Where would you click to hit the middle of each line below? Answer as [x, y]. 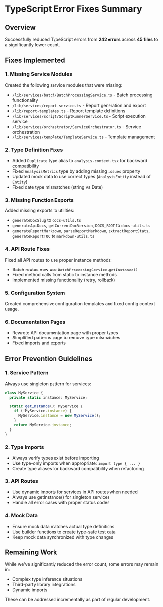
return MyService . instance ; [43, 425]
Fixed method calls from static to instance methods [65, 274]
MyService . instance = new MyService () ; [59, 416]
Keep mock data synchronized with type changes [63, 537]
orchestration [26, 132]
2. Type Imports [25, 447]
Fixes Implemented [35, 60]
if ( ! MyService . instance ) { [43, 411]
